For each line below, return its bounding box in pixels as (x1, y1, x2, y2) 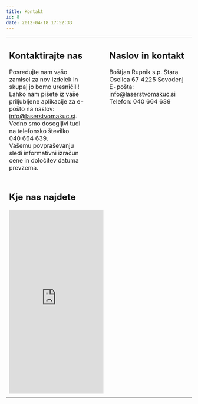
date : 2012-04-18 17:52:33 (6, 19, 72, 25)
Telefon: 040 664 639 (108, 97, 171, 105)
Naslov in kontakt (108, 49, 184, 61)
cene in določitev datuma (9, 156, 79, 164)
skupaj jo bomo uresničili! (9, 82, 80, 91)
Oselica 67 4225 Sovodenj (108, 75, 184, 83)
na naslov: (26, 104, 55, 112)
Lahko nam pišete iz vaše (9, 90, 80, 98)
